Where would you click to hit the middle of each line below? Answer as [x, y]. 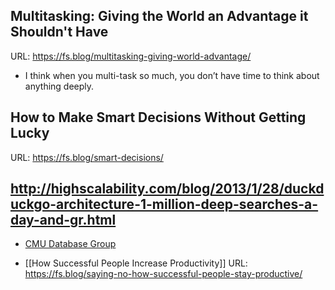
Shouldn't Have [59, 32]
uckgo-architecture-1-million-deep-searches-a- [164, 204]
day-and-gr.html [63, 220]
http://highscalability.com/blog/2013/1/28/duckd [167, 189]
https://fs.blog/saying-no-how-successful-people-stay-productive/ [163, 274]
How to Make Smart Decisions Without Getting [158, 117]
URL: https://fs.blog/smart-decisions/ [87, 157]
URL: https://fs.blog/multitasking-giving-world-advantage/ [131, 56]
